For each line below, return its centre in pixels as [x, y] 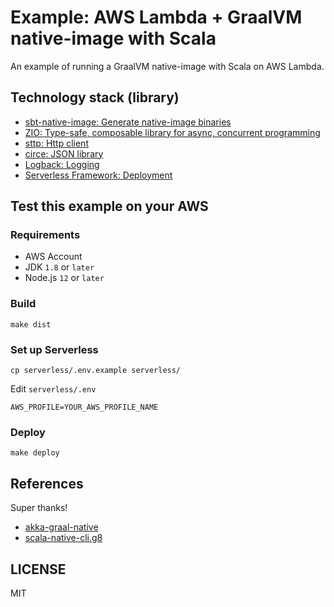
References [47, 483]
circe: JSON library [64, 153]
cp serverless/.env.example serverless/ [96, 371]
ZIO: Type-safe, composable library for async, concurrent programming [172, 132]
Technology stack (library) [95, 97]
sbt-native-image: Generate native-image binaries [128, 122]
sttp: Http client [56, 143]
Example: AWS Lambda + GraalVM [156, 17]
